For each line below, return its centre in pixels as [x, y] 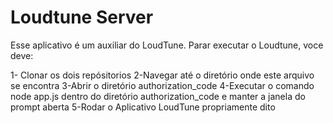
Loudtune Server [82, 17]
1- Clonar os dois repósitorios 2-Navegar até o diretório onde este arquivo [162, 75]
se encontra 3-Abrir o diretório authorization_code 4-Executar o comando [162, 85]
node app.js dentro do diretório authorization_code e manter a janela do [158, 96]
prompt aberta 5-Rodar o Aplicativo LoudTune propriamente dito [143, 107]
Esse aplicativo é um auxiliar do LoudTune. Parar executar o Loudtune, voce [167, 45]
